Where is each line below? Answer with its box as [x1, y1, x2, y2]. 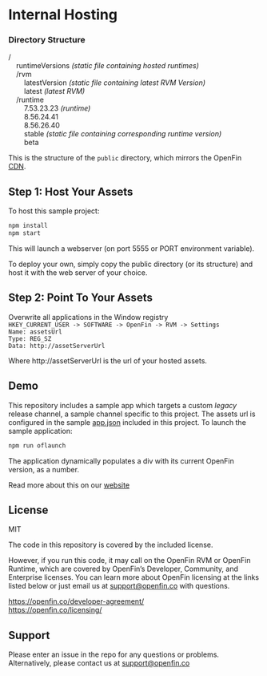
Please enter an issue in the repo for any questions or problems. [8, 650, 220, 659]
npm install [8, 222, 48, 230]
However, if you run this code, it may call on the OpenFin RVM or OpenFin [8, 556, 251, 565]
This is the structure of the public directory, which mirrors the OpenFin [8, 153, 242, 163]
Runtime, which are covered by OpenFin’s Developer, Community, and [8, 564, 238, 574]
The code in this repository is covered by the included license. [8, 540, 213, 550]
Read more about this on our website [8, 480, 130, 490]
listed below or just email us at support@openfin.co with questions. [8, 581, 230, 591]
